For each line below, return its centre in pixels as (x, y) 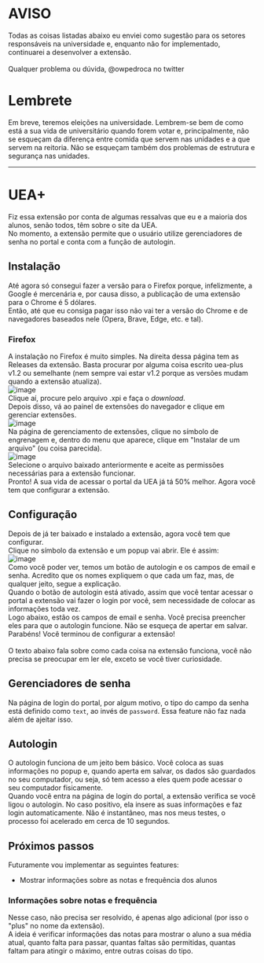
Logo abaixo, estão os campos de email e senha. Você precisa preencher (127, 617)
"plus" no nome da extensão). (56, 926)
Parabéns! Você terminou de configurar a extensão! (92, 634)
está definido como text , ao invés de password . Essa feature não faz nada (127, 711)
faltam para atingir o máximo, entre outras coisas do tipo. (101, 951)
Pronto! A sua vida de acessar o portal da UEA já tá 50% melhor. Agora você (132, 481)
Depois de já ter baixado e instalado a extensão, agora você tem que (119, 533)
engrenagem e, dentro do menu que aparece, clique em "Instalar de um (124, 439)
